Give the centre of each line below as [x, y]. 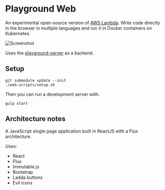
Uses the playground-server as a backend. [50, 53]
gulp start [17, 103]
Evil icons [22, 182]
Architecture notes [35, 119]
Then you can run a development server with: [52, 94]
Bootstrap [23, 172]
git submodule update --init [36, 80]
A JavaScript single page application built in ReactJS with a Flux [72, 131]
